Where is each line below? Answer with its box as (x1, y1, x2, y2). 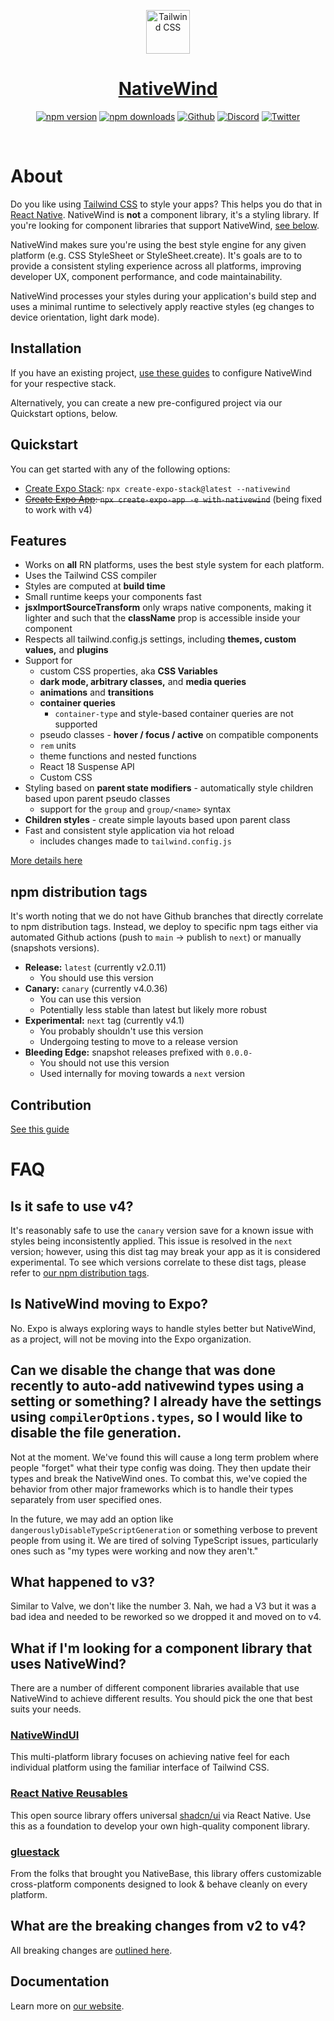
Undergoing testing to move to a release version (39, 1036, 239, 1048)
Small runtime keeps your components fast (24, 591, 202, 603)
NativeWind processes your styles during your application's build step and (10, 290, 317, 302)
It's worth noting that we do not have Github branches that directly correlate (10, 910, 324, 922)
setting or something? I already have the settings (10, 1393, 322, 1410)
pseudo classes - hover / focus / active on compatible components (39, 729, 319, 741)
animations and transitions (39, 686, 154, 699)
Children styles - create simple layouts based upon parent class (24, 814, 291, 826)
